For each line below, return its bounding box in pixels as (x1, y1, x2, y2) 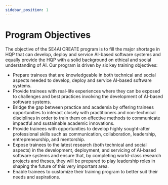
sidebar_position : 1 (5, 7, 49, 13)
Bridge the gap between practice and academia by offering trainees (12, 104, 154, 110)
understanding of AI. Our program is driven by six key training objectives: (5, 62, 158, 68)
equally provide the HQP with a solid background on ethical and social (5, 57, 152, 63)
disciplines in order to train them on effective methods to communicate (12, 115, 160, 121)
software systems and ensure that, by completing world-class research (12, 152, 161, 158)
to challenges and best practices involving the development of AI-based (12, 93, 163, 99)
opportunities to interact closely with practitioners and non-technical (12, 109, 156, 115)
